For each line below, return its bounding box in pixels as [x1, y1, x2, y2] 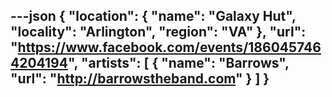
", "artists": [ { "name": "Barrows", [67, 55, 290, 72]
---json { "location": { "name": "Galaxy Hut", [10, 8, 297, 25]
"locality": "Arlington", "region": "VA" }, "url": [10, 24, 307, 41]
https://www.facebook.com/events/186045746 [17, 39, 322, 56]
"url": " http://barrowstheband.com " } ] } [10, 70, 270, 88]
